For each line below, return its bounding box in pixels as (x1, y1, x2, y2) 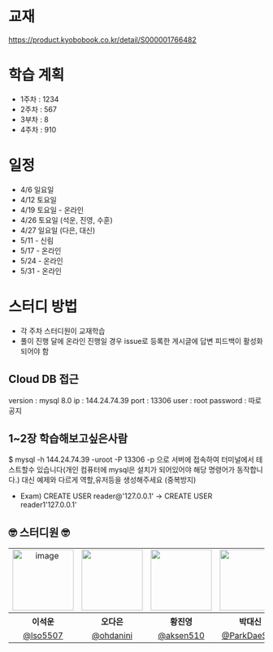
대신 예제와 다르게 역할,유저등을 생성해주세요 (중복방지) (21, 475, 197, 485)
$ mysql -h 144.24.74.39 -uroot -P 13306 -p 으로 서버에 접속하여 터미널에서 (8, 454, 254, 464)
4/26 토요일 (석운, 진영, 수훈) (19, 215, 114, 224)
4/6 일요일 (19, 185, 54, 194)
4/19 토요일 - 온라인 (19, 205, 84, 215)
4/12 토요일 (19, 194, 57, 204)
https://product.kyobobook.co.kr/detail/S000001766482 (8, 34, 197, 45)
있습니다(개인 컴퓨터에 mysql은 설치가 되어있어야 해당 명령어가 (36, 465, 236, 475)
